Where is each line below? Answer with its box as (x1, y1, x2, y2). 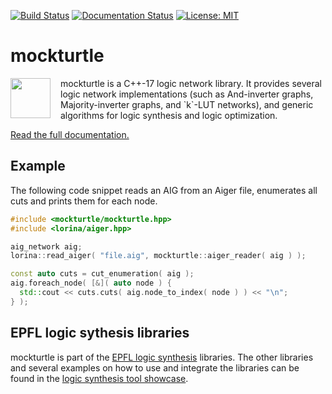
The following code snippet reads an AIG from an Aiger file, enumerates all (10, 184, 318, 196)
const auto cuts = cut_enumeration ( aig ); (10, 269, 195, 279)
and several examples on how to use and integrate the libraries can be (10, 361, 300, 374)
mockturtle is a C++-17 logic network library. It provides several (60, 77, 322, 89)
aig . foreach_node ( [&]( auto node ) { (10, 278, 172, 289)
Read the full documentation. (10, 128, 130, 140)
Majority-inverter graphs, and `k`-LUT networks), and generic (60, 98, 314, 110)
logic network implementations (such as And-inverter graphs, (60, 88, 314, 100)
